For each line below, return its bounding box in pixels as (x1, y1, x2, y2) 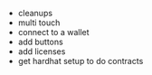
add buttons (17, 36, 63, 47)
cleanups (17, 8, 52, 18)
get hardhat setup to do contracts (17, 56, 144, 66)
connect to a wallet (17, 27, 90, 37)
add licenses (17, 46, 66, 57)
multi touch (17, 17, 61, 28)
